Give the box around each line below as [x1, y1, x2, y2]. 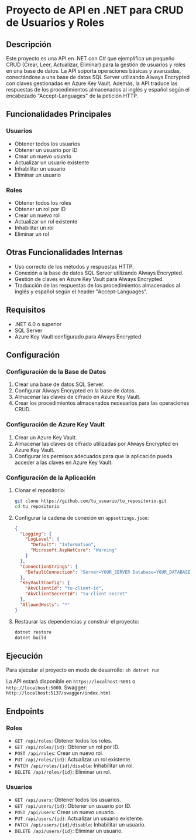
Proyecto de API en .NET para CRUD [6, 4, 184, 17]
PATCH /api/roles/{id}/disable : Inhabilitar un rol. [14, 762, 135, 769]
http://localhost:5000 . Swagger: [6, 684, 88, 691]
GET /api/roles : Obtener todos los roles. [14, 737, 113, 744]
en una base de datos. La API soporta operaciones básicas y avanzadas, [6, 67, 181, 74]
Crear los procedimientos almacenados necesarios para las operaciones [14, 399, 190, 407]
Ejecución [6, 651, 43, 661]
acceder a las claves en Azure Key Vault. [14, 459, 113, 466]
